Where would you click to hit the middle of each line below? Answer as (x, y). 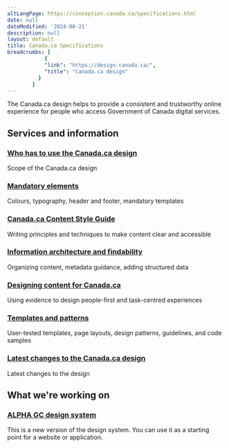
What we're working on (58, 395)
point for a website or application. (55, 438)
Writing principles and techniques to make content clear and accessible (109, 234)
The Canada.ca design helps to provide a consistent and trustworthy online (114, 104)
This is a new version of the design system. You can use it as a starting (108, 430)
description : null (34, 33)
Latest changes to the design (48, 373)
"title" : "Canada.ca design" (86, 71)
